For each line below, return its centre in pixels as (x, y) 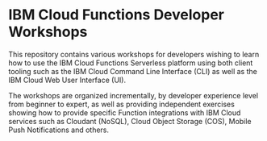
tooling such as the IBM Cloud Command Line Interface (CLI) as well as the (133, 71)
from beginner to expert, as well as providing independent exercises (122, 104)
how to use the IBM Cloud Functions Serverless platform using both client (131, 63)
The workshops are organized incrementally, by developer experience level (133, 95)
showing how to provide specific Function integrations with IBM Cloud (125, 112)
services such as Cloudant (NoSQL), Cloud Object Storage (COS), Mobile (130, 121)
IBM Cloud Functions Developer (116, 15)
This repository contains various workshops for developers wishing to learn (134, 54)
